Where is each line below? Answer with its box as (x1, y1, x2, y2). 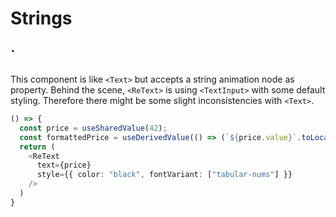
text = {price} (36, 160, 92, 171)
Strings (10, 7, 73, 30)
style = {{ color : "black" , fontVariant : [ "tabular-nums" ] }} (36, 170, 293, 180)
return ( (19, 142, 56, 152)
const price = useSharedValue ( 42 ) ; (19, 123, 168, 133)
